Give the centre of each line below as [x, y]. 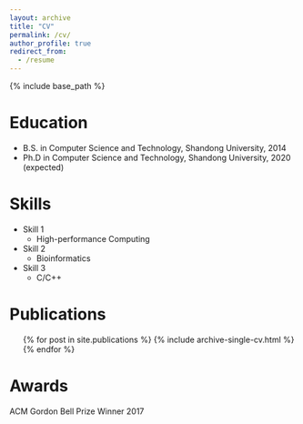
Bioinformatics [63, 258]
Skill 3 [34, 268]
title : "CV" [32, 26]
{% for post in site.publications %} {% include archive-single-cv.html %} [158, 339]
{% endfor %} [49, 349]
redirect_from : [38, 52]
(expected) [43, 167]
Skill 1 [33, 229]
